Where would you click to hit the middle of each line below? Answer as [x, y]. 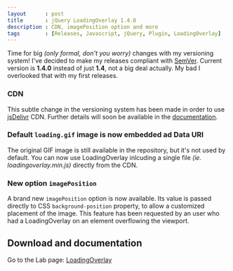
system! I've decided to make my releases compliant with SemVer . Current [115, 61]
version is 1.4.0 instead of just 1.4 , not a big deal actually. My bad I [104, 68]
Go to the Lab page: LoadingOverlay [60, 260]
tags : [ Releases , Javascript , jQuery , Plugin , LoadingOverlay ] [114, 33]
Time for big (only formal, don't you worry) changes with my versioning [111, 53]
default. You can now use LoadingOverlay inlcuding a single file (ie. [105, 157]
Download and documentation [75, 243]
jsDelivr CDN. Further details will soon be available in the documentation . [113, 117]
